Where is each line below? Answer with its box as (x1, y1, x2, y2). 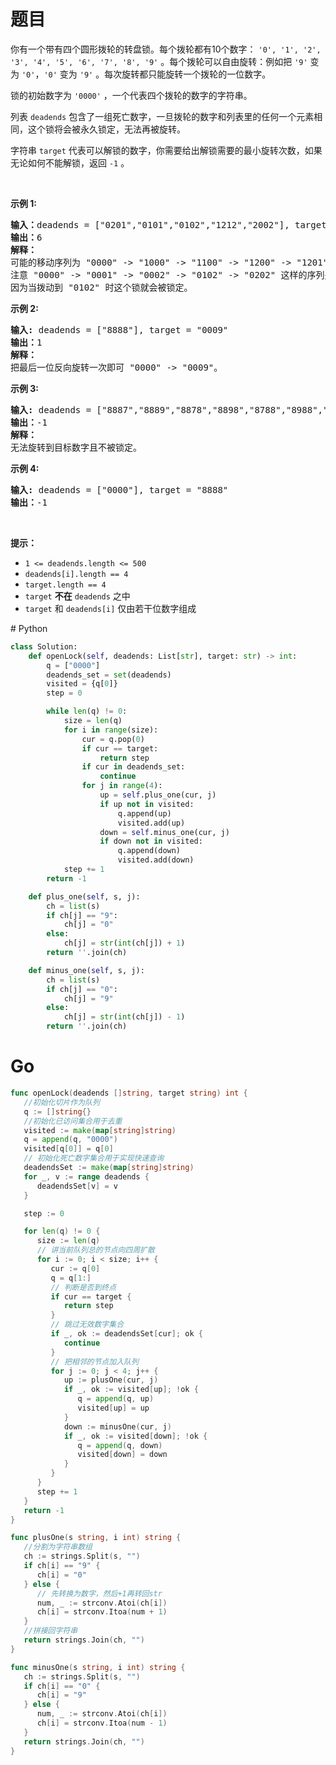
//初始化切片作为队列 (23, 1097, 100, 1107)
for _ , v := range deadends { (23, 1171, 150, 1182)
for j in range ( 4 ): (81, 781, 163, 791)
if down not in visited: (99, 836, 203, 847)
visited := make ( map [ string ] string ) (23, 1125, 177, 1135)
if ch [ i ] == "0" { (23, 1681, 101, 1691)
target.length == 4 (24, 580, 107, 590)
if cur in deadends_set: (81, 762, 186, 772)
